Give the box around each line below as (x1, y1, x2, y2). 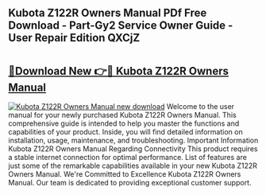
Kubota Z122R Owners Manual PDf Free (8, 6, 207, 20)
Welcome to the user (166, 102, 235, 111)
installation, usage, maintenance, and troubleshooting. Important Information (8, 135, 259, 145)
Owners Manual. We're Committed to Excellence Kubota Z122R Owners (8, 170, 241, 178)
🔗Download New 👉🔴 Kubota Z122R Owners (8, 64, 229, 78)
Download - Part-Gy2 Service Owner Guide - (8, 19, 233, 33)
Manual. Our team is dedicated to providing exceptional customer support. (8, 178, 252, 187)
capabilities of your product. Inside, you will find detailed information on (8, 127, 244, 136)
